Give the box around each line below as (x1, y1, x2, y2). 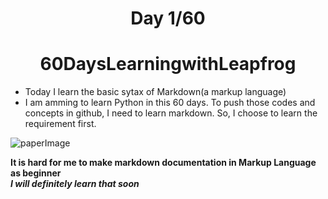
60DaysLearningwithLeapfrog (39, 53, 297, 76)
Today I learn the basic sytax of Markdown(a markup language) (24, 86, 287, 98)
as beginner (10, 167, 62, 179)
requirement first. (24, 118, 97, 130)
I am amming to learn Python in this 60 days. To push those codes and (24, 97, 316, 109)
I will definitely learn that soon (10, 178, 140, 190)
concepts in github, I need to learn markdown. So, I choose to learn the (24, 107, 318, 119)
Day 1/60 (130, 7, 206, 30)
